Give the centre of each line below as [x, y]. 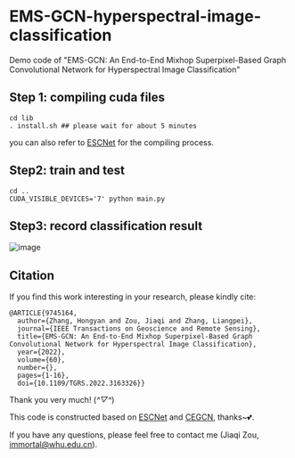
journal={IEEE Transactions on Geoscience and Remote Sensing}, [139, 329]
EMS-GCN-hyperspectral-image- [135, 16]
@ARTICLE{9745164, [43, 314]
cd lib [21, 118]
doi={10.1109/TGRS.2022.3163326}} [81, 384]
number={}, [37, 368]
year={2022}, [41, 352]
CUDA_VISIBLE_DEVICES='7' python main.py [87, 199]
